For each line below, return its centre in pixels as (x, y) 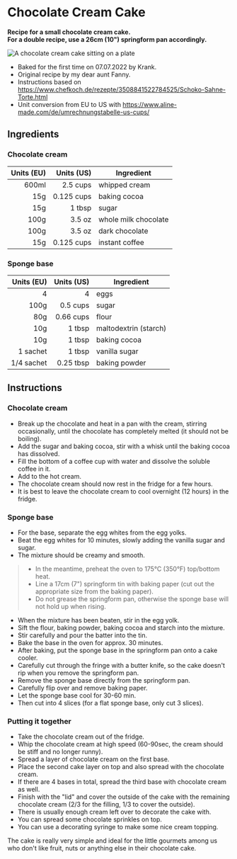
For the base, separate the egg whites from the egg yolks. (102, 533)
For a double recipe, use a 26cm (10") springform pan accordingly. (107, 39)
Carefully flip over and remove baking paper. (82, 688)
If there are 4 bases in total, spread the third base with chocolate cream (122, 782)
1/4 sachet (29, 363)
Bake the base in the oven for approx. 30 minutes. (90, 642)
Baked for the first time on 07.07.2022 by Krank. (87, 67)
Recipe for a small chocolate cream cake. (69, 32)
